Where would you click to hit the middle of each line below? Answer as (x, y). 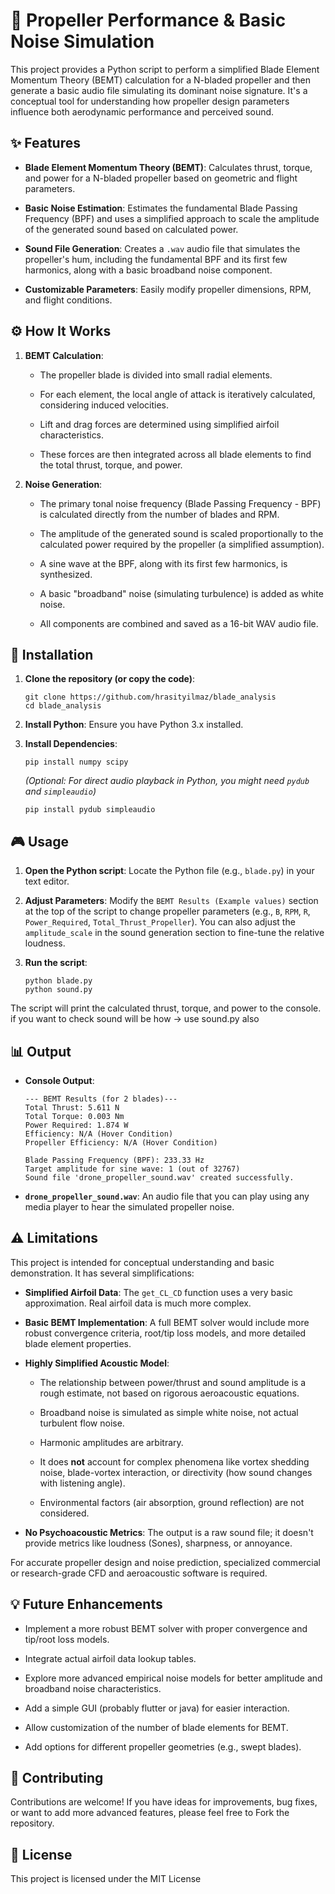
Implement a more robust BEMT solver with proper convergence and (166, 1628)
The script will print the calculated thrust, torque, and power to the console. (166, 1008)
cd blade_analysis (63, 706)
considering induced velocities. (104, 405)
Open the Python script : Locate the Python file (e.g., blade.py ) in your (169, 871)
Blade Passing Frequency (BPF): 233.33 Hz (114, 1160)
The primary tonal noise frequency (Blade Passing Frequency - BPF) (180, 503)
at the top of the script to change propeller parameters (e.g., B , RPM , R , (167, 911)
